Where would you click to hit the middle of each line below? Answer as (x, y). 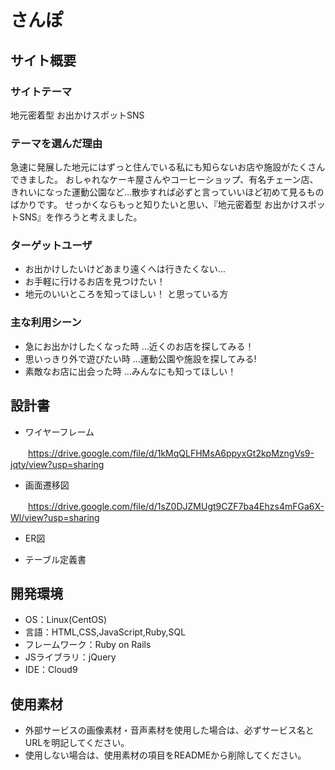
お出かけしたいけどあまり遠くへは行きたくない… (125, 269)
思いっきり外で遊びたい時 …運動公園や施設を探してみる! (140, 358)
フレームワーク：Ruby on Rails (88, 645)
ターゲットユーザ (51, 246)
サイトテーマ (41, 91)
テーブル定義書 (55, 559)
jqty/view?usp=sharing (57, 464)
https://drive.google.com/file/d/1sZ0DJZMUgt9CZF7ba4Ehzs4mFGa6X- (176, 506)
